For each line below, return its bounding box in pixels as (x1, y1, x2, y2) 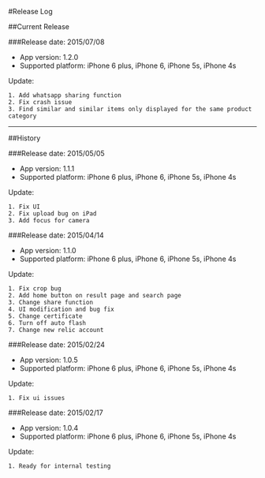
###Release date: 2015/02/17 (8, 408, 104, 417)
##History (8, 133, 41, 143)
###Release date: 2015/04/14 (8, 230, 104, 240)
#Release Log (8, 7, 53, 16)
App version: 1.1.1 (19, 164, 75, 173)
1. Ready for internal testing (8, 462, 111, 470)
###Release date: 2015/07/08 (8, 37, 105, 47)
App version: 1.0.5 (19, 355, 78, 364)
